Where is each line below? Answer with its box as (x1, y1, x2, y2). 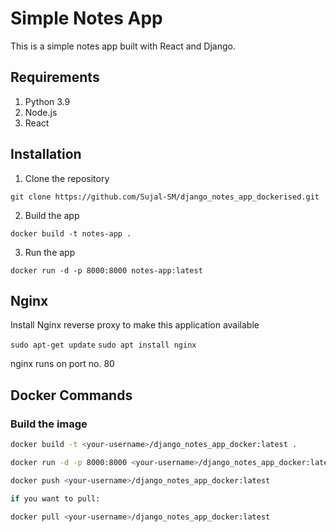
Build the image (10, 417, 88, 431)
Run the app (24, 246, 76, 258)
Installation (10, 146, 82, 163)
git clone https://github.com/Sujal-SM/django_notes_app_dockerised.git (10, 192, 320, 202)
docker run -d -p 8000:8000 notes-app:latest (10, 265, 203, 276)
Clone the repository (24, 172, 110, 184)
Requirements (10, 69, 100, 86)
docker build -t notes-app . (10, 228, 132, 239)
